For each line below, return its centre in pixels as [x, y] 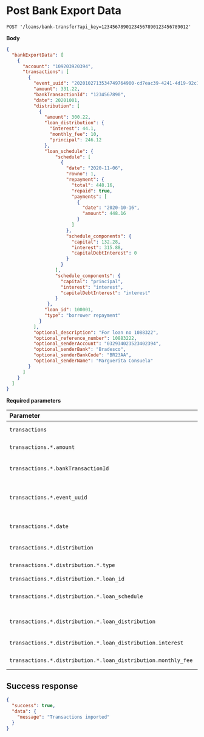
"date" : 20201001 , [56, 100]
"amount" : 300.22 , [68, 117]
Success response [42, 686]
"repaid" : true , [92, 191]
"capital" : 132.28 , [96, 242]
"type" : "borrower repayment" [83, 316]
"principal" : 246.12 [76, 140]
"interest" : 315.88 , [97, 247]
